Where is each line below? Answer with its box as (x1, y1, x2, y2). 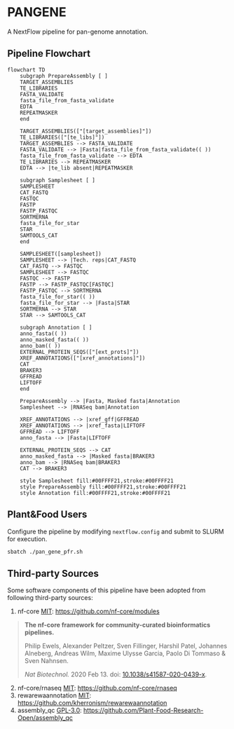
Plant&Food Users (7, 509, 88, 521)
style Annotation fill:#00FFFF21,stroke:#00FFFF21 (20, 489, 171, 496)
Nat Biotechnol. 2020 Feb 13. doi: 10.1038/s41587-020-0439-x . (24, 670, 207, 679)
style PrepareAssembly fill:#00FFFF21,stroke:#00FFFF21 (20, 483, 187, 491)
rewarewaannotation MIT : (17, 691, 92, 700)
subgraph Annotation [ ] (20, 324, 92, 331)
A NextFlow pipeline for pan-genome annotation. (7, 27, 149, 36)
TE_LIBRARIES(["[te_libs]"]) (20, 134, 105, 141)
